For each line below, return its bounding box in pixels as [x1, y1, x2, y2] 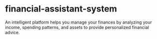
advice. [5, 29, 20, 35]
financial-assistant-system [5, 3, 117, 14]
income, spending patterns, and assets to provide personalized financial [5, 24, 149, 30]
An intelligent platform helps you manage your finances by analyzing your [5, 19, 152, 25]
